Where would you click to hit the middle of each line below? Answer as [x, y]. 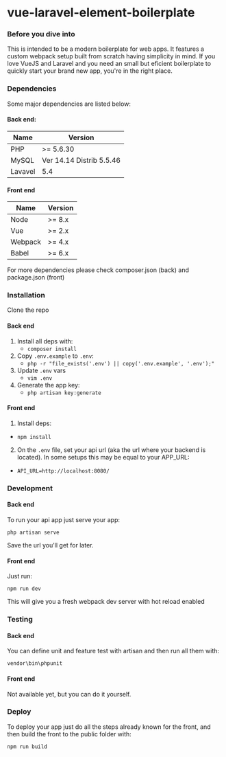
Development [30, 488]
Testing [20, 620]
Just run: [20, 576]
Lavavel [23, 171]
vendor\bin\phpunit [35, 664]
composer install [52, 349]
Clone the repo [28, 310]
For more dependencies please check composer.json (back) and [98, 270]
